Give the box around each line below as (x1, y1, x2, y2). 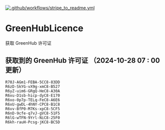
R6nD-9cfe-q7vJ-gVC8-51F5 (5, 111, 60, 116)
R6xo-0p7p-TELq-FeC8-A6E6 (5, 97, 60, 103)
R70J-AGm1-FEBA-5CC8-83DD (5, 79, 60, 85)
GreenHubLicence (5, 23, 84, 34)
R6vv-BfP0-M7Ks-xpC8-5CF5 (5, 106, 60, 111)
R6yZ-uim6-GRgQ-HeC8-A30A (5, 88, 60, 93)
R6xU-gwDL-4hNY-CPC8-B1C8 (5, 102, 60, 107)
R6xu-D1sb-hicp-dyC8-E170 (5, 93, 60, 98)
